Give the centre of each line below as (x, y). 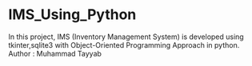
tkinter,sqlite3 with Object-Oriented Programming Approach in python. (124, 45)
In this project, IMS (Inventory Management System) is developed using (126, 37)
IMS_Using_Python (72, 15)
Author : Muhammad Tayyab (55, 53)
